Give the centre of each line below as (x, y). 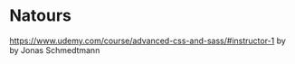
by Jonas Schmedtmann (55, 50)
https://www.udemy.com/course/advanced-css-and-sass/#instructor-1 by (148, 41)
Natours (41, 16)
